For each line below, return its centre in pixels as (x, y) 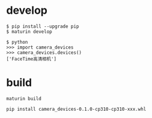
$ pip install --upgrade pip (43, 26)
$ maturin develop (29, 31)
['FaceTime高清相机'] (32, 59)
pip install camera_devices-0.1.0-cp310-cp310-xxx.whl (76, 109)
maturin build (24, 99)
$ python (17, 42)
